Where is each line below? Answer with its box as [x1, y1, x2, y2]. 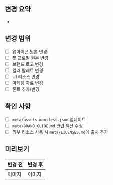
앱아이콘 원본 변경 [12, 48, 47, 54]
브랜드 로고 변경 [12, 61, 43, 67]
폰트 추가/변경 [12, 86, 40, 92]
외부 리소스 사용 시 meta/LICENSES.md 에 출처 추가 [12, 129, 108, 135]
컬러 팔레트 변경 [12, 67, 43, 73]
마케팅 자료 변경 [12, 80, 43, 86]
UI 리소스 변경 [12, 73, 40, 79]
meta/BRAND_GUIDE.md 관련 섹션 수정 [12, 122, 83, 129]
